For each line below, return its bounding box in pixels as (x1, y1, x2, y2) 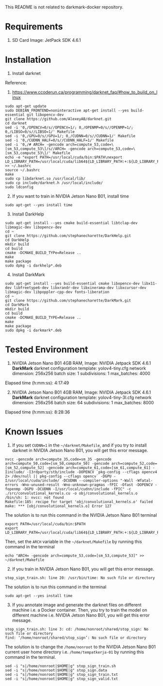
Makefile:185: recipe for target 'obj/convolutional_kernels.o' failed (5, 499, 153, 504)
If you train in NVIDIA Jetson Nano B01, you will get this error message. (12, 566, 154, 572)
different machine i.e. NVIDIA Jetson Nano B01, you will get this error (12, 612, 150, 618)
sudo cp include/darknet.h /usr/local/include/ (5, 180, 103, 185)
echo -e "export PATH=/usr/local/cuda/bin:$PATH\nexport (5, 155, 123, 160)
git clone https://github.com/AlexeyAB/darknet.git (5, 116, 112, 121)
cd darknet (5, 121, 27, 126)
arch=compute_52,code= (111, 461, 158, 466)
